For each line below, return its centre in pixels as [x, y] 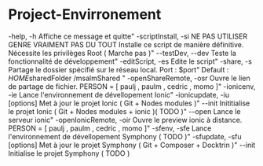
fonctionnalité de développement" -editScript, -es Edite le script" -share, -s [130, 61]
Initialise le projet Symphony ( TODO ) [69, 153]
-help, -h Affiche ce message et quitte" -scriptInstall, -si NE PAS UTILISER [128, 36]
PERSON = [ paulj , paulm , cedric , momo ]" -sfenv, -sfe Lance [110, 128]
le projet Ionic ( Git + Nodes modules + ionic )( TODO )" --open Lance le [124, 111]
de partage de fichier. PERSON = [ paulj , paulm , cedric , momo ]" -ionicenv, [132, 86]
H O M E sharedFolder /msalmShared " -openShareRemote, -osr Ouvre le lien [129, 78]
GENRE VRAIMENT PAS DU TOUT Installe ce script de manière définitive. [126, 44]
